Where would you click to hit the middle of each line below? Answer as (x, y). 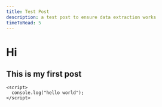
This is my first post (44, 74)
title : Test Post (28, 12)
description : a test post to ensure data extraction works (81, 17)
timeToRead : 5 (24, 23)
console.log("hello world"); (48, 93)
